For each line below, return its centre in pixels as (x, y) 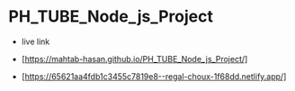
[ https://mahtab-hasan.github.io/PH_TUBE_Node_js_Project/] (134, 59)
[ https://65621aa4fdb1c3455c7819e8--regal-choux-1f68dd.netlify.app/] (154, 76)
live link (36, 41)
